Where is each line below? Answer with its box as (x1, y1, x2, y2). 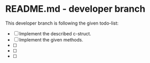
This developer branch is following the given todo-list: (5, 20, 119, 26)
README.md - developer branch (5, 3, 145, 15)
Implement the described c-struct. (19, 30, 91, 36)
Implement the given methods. (19, 36, 83, 43)
